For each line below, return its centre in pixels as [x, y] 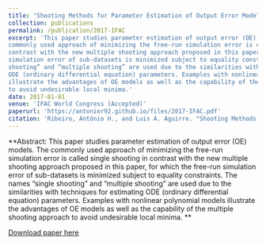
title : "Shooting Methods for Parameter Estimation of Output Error [123, 15]
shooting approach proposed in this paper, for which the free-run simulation [132, 167]
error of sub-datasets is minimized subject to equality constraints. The [123, 174]
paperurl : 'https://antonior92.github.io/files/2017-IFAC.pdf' [115, 112]
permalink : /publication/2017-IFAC [67, 30]
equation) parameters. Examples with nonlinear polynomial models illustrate [132, 200]
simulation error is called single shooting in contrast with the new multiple [128, 158]
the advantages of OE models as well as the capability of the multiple [121, 209]
